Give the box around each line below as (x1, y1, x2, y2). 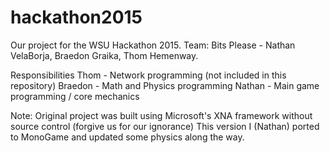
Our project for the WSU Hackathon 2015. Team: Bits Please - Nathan (10, 39, 296, 51)
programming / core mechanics (10, 90, 140, 102)
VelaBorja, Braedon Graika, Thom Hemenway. (10, 49, 199, 61)
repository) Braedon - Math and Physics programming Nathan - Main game (10, 79, 320, 91)
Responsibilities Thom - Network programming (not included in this (10, 69, 287, 81)
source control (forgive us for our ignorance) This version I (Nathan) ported (10, 120, 320, 132)
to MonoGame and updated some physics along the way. (10, 131, 245, 143)
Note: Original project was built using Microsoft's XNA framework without (10, 109, 313, 121)
